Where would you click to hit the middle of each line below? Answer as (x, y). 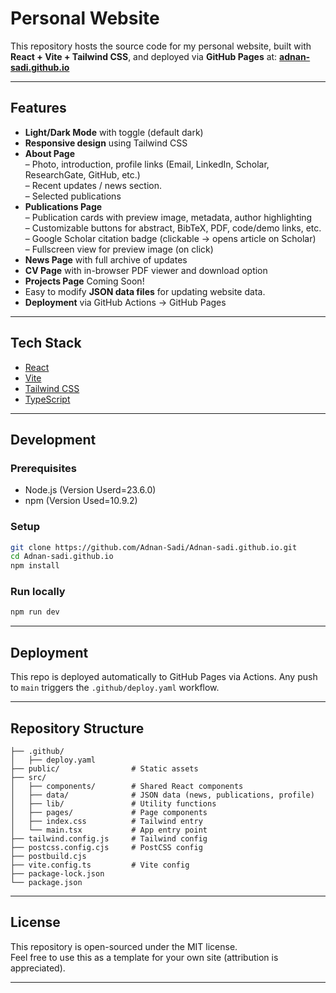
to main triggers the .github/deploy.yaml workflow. (115, 688)
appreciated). (38, 968)
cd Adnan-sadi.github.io (62, 557)
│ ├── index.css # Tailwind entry (106, 821)
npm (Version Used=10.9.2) (81, 501)
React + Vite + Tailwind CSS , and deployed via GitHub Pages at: (144, 56)
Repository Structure (77, 728)
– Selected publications (73, 196)
